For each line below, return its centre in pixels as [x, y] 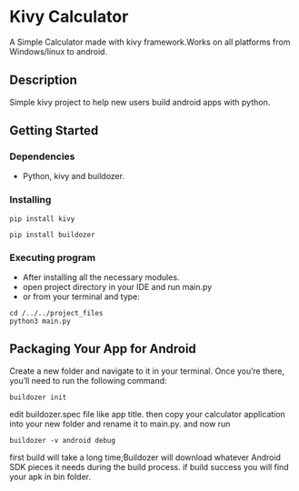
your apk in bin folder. [50, 476]
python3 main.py [40, 321]
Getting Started [54, 130]
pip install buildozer [52, 235]
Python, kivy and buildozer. [74, 176]
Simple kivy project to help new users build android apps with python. [140, 102]
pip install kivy [42, 219]
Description [43, 80]
